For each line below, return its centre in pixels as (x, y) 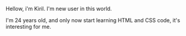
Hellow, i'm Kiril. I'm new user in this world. (59, 9)
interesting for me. (29, 27)
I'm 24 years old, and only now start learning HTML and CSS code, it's (93, 20)
